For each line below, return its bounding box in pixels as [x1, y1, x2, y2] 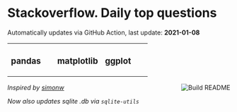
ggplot [105, 56, 132, 67]
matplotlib [57, 56, 98, 67]
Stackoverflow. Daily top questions [7, 5, 217, 21]
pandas [11, 56, 41, 67]
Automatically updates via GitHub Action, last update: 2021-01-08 [7, 28, 200, 37]
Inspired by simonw [7, 83, 65, 92]
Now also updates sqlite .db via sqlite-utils [7, 97, 139, 105]
